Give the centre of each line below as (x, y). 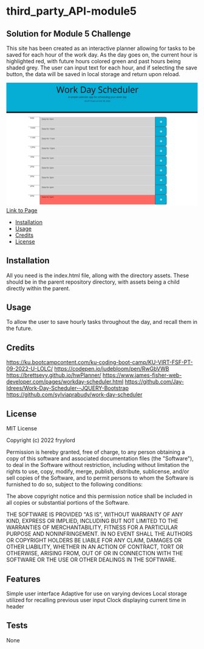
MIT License (22, 429)
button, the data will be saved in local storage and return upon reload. (93, 74)
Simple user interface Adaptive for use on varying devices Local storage (97, 593)
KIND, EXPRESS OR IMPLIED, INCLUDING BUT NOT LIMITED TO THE (92, 521)
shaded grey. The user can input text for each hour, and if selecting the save (102, 68)
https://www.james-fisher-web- (142, 375)
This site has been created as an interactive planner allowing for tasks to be (101, 48)
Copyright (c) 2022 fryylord (41, 440)
